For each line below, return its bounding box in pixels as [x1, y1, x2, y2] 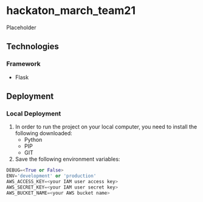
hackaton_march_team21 [6, 4, 136, 18]
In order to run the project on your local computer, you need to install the [15, 123, 198, 131]
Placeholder [6, 24, 36, 31]
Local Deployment [6, 109, 61, 117]
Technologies [6, 41, 60, 52]
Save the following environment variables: [15, 156, 120, 163]
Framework [6, 60, 41, 68]
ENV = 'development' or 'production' [6, 173, 97, 179]
